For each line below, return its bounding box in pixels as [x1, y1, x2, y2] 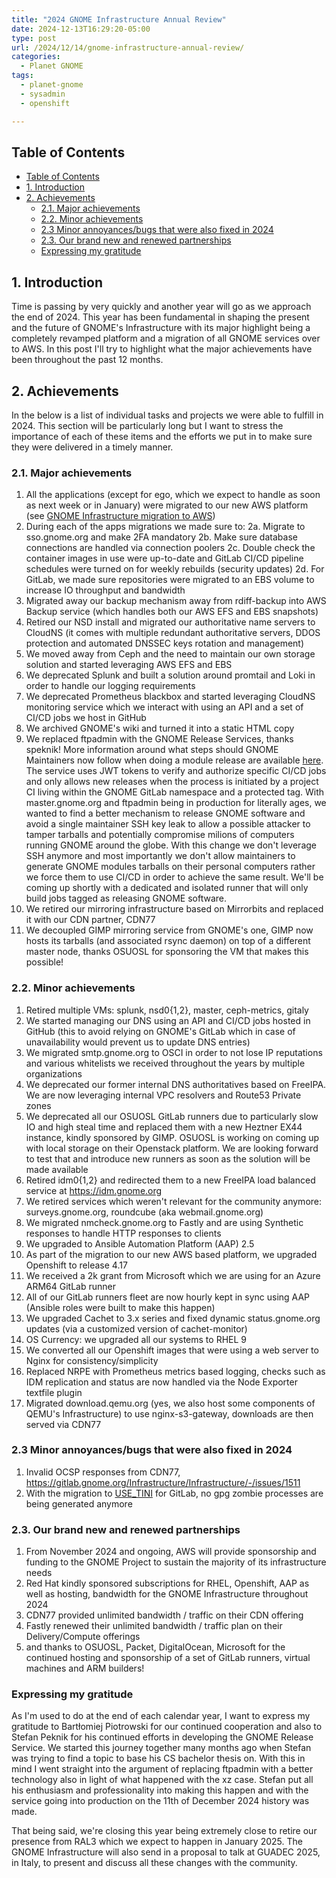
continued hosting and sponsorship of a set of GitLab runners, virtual [25, 1652, 311, 1664]
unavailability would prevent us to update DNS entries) [25, 1036, 251, 1048]
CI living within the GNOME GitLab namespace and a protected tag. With [25, 786, 325, 798]
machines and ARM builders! [25, 1662, 145, 1675]
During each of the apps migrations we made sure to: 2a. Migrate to [25, 521, 306, 533]
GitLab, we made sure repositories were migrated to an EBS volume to [25, 574, 315, 586]
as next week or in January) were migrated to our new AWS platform [25, 499, 309, 511]
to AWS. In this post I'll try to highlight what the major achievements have [11, 343, 313, 355]
